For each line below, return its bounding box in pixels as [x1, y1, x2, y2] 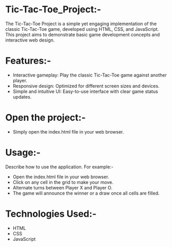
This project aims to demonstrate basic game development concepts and [5, 31, 160, 37]
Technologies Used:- [5, 208, 97, 219]
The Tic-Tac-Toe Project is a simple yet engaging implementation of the [5, 21, 157, 27]
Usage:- [5, 147, 41, 158]
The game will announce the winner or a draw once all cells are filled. [12, 190, 160, 196]
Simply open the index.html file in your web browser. [12, 128, 124, 135]
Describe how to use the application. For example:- [5, 163, 114, 170]
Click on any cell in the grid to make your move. [12, 179, 114, 185]
